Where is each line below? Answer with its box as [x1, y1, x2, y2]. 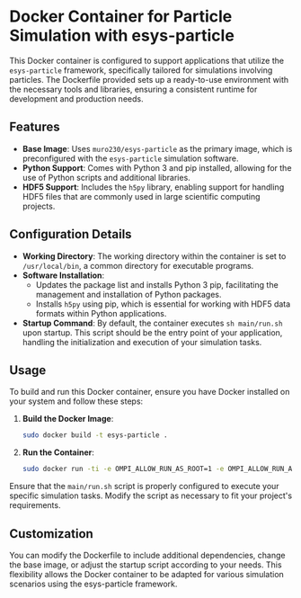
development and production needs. [9, 93, 144, 104]
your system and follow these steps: [9, 396, 144, 406]
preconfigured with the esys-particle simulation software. [22, 153, 239, 164]
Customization [9, 526, 94, 541]
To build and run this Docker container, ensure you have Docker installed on [9, 387, 290, 397]
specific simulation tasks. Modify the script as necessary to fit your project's [9, 490, 293, 501]
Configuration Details [9, 227, 132, 242]
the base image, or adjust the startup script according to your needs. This [9, 559, 282, 570]
